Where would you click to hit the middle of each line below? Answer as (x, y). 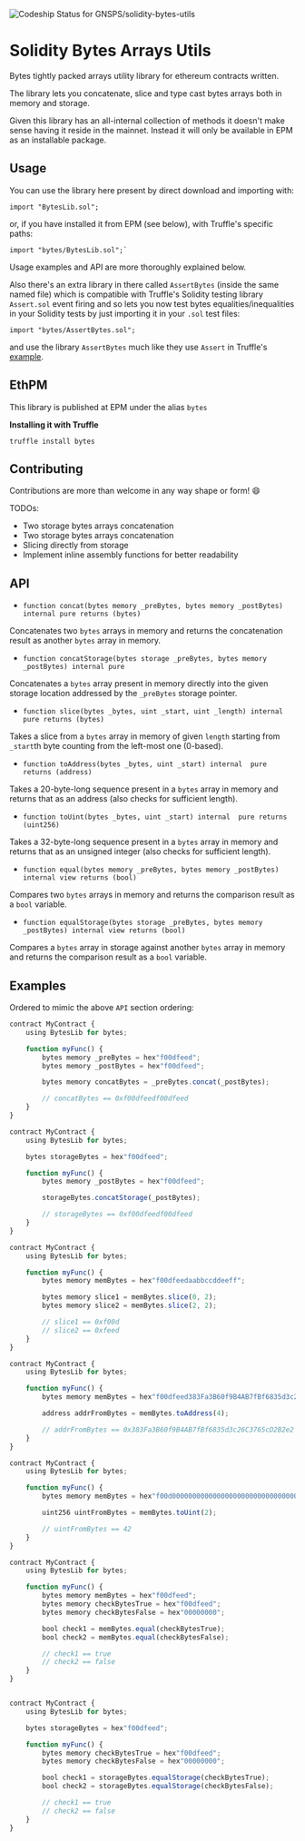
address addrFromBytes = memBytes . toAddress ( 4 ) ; (136, 1413)
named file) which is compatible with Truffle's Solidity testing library (136, 294)
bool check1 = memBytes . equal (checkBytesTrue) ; (133, 1629)
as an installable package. (58, 140)
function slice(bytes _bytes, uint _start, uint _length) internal (152, 712)
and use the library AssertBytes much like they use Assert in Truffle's (138, 347)
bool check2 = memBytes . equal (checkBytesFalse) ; (136, 1637)
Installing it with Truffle (54, 424)
